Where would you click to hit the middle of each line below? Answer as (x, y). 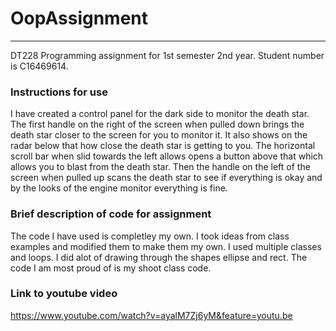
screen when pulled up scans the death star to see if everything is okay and (166, 178)
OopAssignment (79, 18)
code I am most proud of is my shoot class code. (111, 268)
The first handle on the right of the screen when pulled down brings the (157, 124)
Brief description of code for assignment (111, 214)
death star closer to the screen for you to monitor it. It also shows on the (159, 135)
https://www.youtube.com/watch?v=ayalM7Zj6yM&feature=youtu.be (151, 315)
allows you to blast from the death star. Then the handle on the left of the (160, 167)
